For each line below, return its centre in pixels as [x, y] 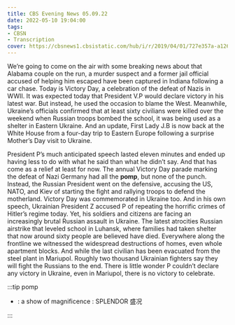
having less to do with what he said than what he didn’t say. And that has [112, 161]
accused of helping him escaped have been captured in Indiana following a [115, 81]
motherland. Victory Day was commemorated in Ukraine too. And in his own [116, 199]
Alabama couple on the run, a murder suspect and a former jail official [108, 74]
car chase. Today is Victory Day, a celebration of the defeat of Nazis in [109, 89]
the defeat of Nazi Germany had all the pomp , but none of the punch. [107, 177]
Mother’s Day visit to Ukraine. [50, 140]
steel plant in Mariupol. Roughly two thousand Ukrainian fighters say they [113, 258]
